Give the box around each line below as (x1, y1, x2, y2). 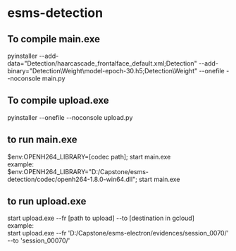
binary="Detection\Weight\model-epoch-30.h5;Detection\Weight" (7, 67, 198, 75)
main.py (42, 74, 66, 82)
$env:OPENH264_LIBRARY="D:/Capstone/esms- (7, 167, 149, 176)
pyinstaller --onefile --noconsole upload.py (7, 113, 133, 121)
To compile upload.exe (7, 94, 109, 106)
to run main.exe (7, 134, 77, 146)
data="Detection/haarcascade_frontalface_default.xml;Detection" (7, 59, 197, 68)
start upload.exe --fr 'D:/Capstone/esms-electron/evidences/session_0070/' (7, 229, 229, 238)
